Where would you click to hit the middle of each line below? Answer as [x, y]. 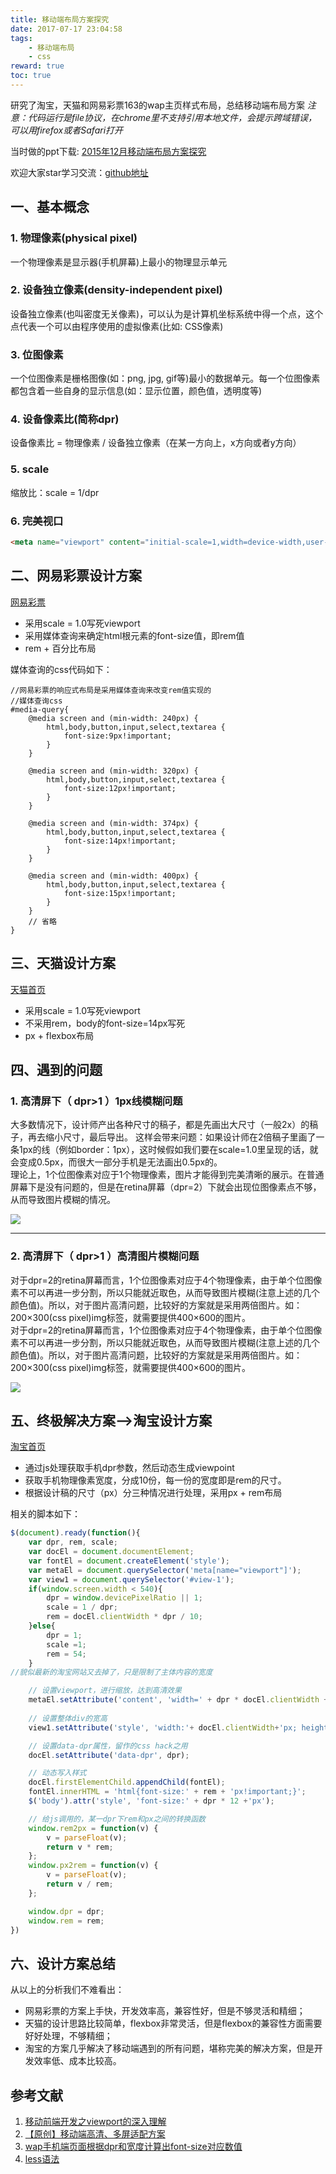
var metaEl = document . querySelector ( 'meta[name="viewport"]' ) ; [165, 1570]
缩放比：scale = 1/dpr [55, 492]
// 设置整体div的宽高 [68, 1718]
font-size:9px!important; [117, 736]
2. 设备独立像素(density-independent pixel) [116, 290]
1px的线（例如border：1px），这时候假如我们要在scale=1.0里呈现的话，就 [168, 1150]
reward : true [37, 66]
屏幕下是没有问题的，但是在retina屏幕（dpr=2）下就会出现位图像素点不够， [166, 1187]
